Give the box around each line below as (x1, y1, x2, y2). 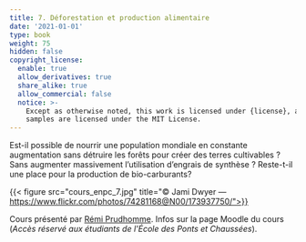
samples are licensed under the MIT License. (25, 115, 202, 124)
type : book (9, 30, 51, 39)
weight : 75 (9, 38, 51, 48)
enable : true (17, 65, 67, 74)
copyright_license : (9, 55, 84, 65)
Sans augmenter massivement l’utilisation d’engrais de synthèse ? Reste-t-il (9, 159, 293, 170)
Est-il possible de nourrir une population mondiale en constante (9, 140, 248, 151)
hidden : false (9, 47, 64, 56)
